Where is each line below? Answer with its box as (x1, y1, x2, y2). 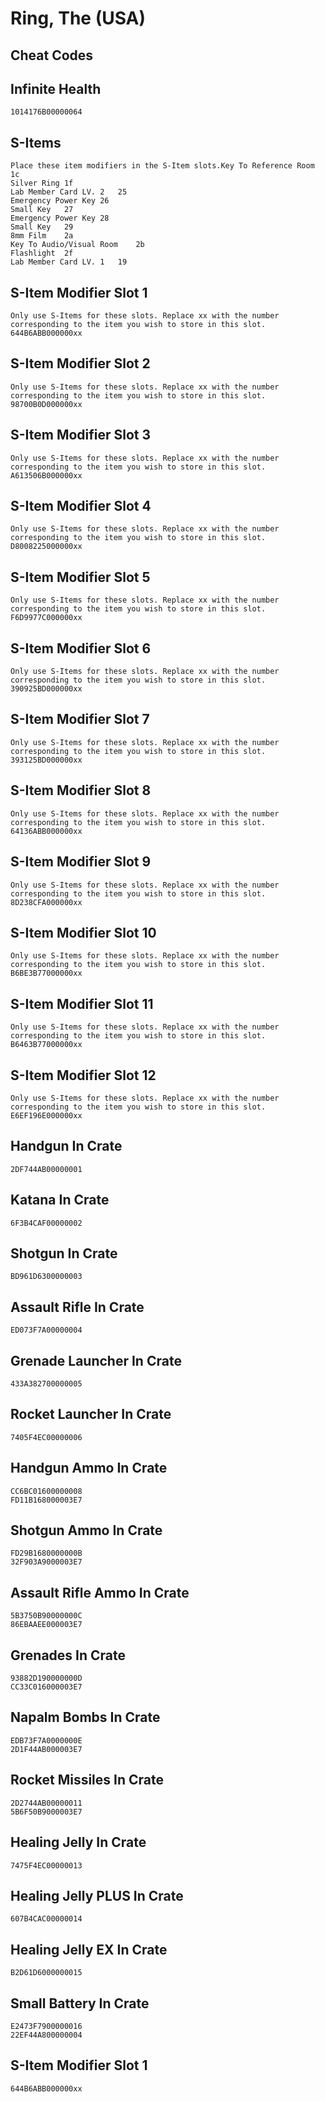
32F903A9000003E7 (10, 1557, 83, 1567)
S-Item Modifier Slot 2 (10, 355, 151, 372)
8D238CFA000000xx (10, 897, 83, 907)
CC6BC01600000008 (10, 1486, 83, 1496)
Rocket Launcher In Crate (10, 1406, 172, 1423)
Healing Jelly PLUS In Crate (10, 1887, 184, 1904)
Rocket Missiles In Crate (10, 1772, 164, 1789)
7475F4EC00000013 (10, 1860, 83, 1871)
